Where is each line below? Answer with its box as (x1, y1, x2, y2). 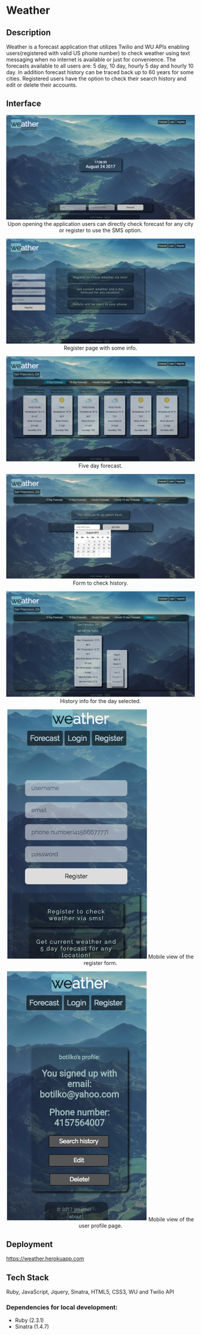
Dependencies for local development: (6, 1303, 118, 1312)
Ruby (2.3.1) (14, 1316, 44, 1324)
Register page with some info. (63, 344, 138, 352)
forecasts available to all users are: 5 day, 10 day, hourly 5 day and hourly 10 (6, 62, 194, 69)
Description (6, 28, 51, 38)
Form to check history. (72, 579, 129, 586)
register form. (83, 959, 118, 966)
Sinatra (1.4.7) (14, 1323, 50, 1330)
